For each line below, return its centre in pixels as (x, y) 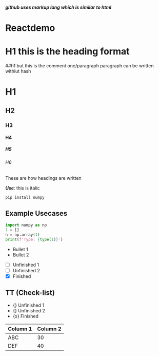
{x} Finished (26, 316)
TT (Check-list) (30, 293)
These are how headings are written (44, 178)
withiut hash (18, 71)
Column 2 (49, 329)
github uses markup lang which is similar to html (58, 7)
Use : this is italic (23, 188)
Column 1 (20, 329)
